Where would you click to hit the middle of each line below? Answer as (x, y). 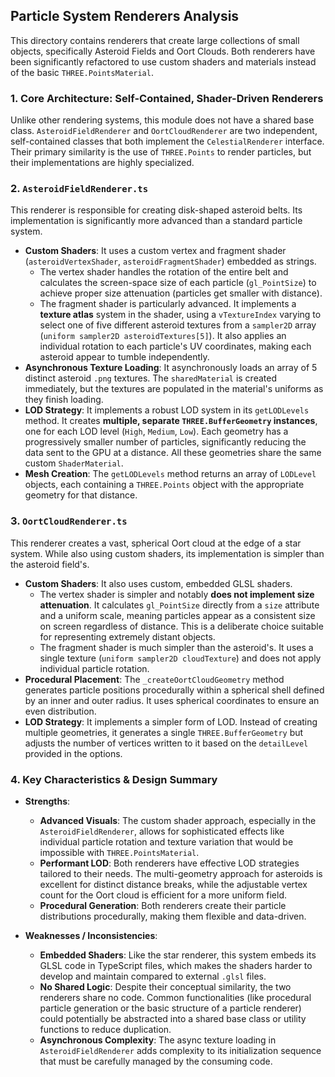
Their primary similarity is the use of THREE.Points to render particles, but (161, 152)
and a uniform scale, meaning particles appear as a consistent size (177, 615)
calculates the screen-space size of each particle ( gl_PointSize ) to (178, 283)
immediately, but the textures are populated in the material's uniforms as (174, 389)
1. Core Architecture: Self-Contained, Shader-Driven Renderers (167, 98)
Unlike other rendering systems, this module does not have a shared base (162, 120)
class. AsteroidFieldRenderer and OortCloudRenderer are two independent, (164, 131)
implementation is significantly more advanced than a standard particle (156, 221)
